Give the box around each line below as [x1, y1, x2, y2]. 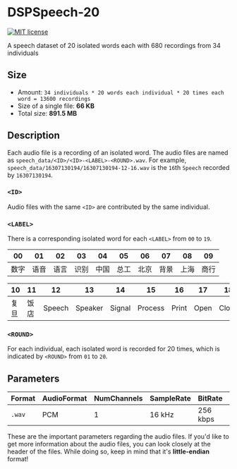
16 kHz [149, 410, 174, 420]
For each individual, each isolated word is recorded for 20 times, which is [7, 345, 220, 353]
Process [137, 303, 165, 313]
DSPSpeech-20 [7, 4, 100, 20]
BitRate [197, 394, 224, 403]
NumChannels [94, 394, 143, 403]
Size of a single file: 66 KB [17, 102, 95, 110]
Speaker [75, 303, 104, 313]
